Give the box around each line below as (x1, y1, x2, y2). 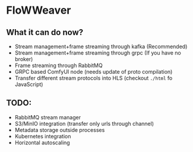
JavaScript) (14, 81, 43, 88)
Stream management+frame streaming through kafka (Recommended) (14, 43, 188, 50)
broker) (14, 56, 33, 62)
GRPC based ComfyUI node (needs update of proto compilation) (14, 68, 173, 75)
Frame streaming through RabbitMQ (14, 62, 103, 69)
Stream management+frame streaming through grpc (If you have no (14, 49, 181, 56)
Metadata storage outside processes (14, 126, 105, 134)
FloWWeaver (6, 4, 71, 17)
